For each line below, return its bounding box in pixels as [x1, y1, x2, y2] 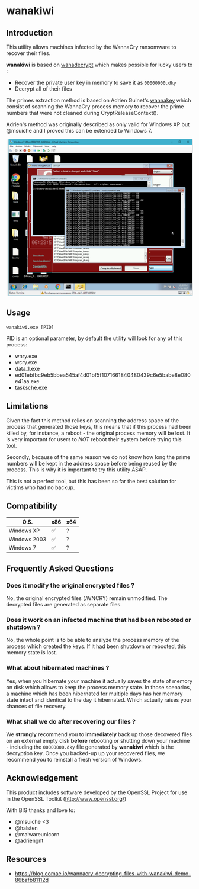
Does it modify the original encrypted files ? [6, 581, 135, 589]
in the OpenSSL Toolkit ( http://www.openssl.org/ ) [6, 795, 127, 802]
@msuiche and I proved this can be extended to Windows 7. [6, 127, 152, 134]
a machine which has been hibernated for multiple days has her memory [6, 690, 183, 697]
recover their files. [6, 50, 51, 57]
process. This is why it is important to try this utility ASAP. [6, 466, 147, 473]
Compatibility [6, 501, 57, 511]
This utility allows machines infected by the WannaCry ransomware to [6, 43, 176, 50]
